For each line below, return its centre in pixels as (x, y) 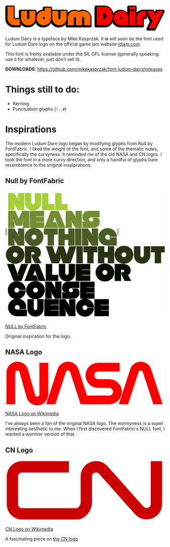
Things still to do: (42, 90)
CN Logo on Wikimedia (29, 529)
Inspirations (31, 129)
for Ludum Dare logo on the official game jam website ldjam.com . (73, 44)
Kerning (21, 104)
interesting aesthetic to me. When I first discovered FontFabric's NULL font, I (85, 429)
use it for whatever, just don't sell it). (43, 59)
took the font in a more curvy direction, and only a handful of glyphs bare (81, 160)
